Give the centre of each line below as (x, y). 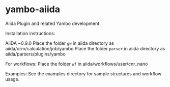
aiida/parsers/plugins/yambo (36, 54)
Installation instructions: (30, 33)
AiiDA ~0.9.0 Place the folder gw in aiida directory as (60, 43)
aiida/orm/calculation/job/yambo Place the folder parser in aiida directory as (85, 48)
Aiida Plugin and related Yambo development (52, 23)
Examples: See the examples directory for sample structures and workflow (83, 74)
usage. (12, 79)
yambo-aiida (33, 9)
